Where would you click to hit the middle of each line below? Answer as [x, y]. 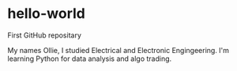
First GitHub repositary [45, 35]
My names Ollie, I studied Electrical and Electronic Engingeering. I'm [118, 50]
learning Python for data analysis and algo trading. [90, 59]
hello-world [47, 14]
